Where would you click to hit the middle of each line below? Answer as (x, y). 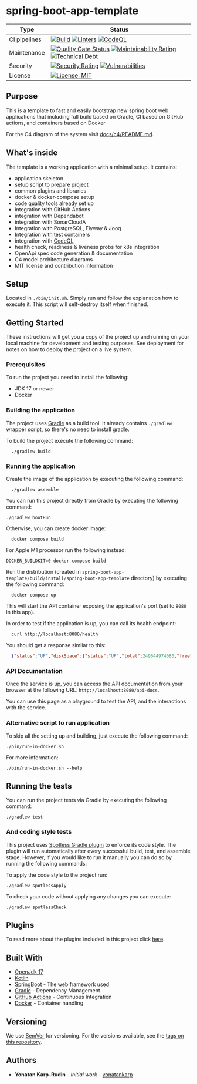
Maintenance (27, 52)
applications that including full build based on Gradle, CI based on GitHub (95, 116)
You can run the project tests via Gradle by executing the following (86, 800)
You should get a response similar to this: (56, 645)
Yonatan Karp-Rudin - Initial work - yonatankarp (74, 1074)
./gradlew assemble (35, 490)
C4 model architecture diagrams (54, 259)
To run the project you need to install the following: (67, 378)
